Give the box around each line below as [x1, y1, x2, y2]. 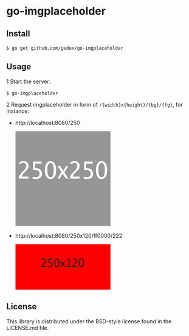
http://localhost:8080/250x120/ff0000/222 [15, 232, 123, 239]
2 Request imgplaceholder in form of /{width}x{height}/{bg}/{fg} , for [6, 101, 184, 108]
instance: [6, 107, 30, 115]
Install [6, 29, 30, 39]
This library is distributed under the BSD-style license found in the [6, 317, 172, 325]
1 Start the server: [6, 78, 51, 85]
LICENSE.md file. [6, 324, 49, 331]
